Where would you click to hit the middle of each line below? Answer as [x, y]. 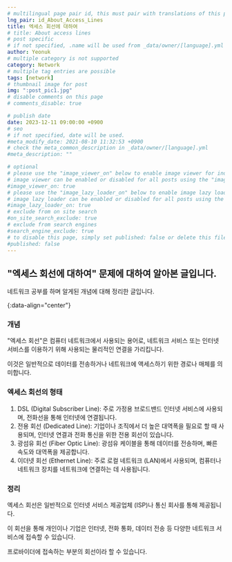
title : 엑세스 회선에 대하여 [42, 26]
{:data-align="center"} [39, 305]
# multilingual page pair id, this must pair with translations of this [114, 13]
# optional [23, 167]
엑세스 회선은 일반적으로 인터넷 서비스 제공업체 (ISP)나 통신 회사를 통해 [103, 505]
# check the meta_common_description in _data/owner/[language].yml [108, 148]
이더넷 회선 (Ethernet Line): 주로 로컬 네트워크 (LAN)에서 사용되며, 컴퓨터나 [119, 461]
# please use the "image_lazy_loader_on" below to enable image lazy [109, 193]
